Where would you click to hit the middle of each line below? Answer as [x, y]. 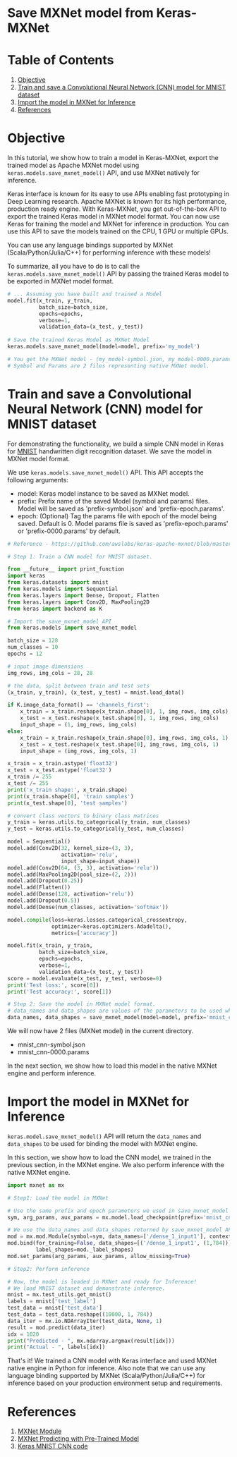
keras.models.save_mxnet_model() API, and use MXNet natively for [103, 173]
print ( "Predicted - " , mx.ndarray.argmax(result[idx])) [91, 1341]
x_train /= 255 [30, 777]
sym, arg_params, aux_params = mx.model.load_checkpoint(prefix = [105, 1217]
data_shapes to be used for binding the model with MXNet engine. [103, 1143]
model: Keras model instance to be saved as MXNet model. [103, 493]
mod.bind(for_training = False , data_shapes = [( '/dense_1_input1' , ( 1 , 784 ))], [121, 1243]
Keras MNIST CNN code [53, 1446]
